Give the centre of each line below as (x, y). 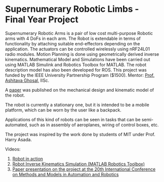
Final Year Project (42, 19)
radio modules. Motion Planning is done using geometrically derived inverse (82, 54)
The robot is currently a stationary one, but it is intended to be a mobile (77, 105)
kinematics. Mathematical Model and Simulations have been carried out (78, 59)
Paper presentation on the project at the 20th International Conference (84, 169)
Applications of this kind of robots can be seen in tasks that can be (73, 119)
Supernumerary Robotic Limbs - (72, 9)
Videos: (13, 149)
